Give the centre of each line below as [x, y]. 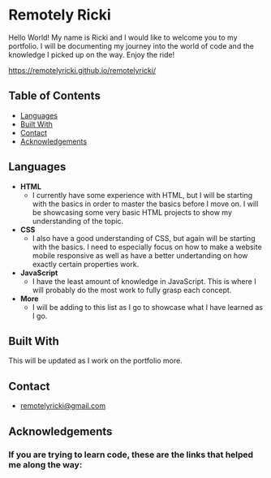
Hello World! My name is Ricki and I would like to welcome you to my [123, 37]
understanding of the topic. [78, 221]
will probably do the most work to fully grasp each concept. [132, 290]
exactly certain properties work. [86, 264]
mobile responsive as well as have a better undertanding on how [140, 255]
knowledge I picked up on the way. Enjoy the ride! [92, 54]
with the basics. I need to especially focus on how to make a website [147, 247]
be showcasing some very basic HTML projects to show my [132, 212]
